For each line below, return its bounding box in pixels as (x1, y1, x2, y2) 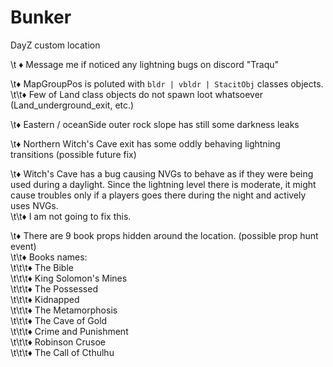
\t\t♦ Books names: (10, 251, 88, 263)
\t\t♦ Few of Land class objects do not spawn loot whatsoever (10, 88, 264, 100)
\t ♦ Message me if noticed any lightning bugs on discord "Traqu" (10, 58, 280, 70)
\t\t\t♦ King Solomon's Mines (10, 272, 128, 284)
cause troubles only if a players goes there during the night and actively (10, 189, 307, 201)
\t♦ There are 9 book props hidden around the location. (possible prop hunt (10, 229, 319, 241)
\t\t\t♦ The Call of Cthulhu (10, 346, 115, 358)
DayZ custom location (10, 39, 101, 51)
